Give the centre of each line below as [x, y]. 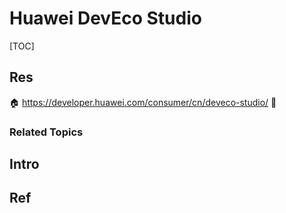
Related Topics [46, 132]
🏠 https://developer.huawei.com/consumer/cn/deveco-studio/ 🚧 [143, 102]
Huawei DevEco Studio [105, 18]
